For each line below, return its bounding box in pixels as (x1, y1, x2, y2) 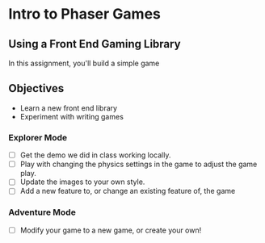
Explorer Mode (8, 132, 68, 143)
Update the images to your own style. (19, 177, 145, 186)
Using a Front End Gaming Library (8, 37, 181, 51)
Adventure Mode (8, 207, 77, 218)
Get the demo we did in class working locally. (19, 150, 171, 160)
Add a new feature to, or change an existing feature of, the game (19, 186, 236, 196)
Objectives (8, 82, 65, 95)
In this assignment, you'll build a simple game (8, 58, 160, 68)
